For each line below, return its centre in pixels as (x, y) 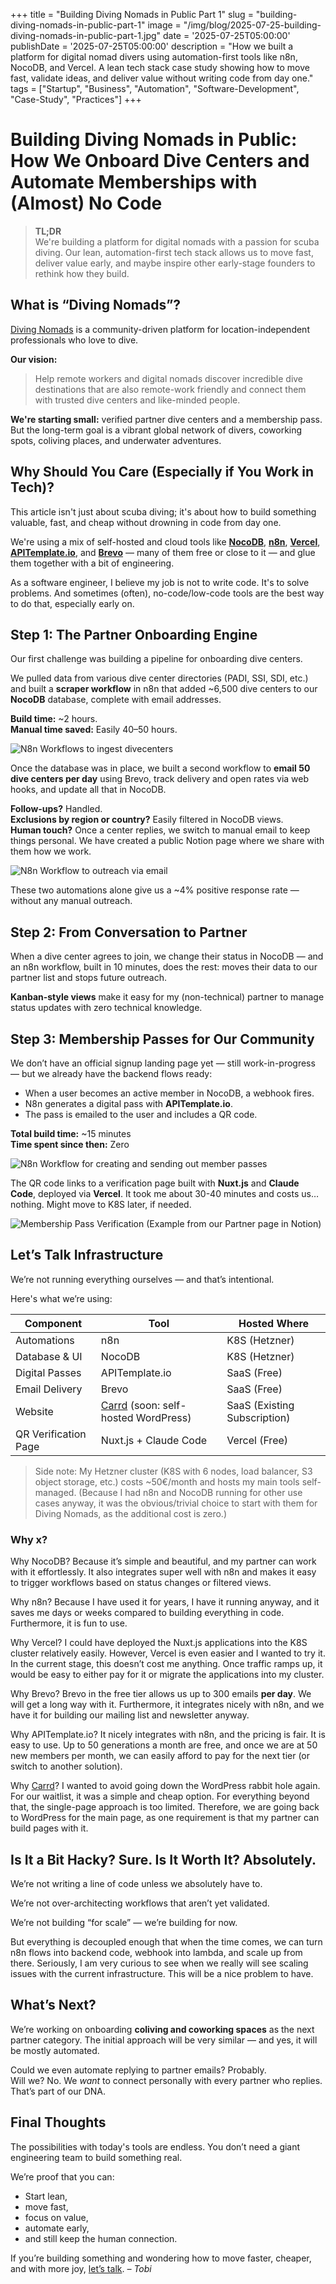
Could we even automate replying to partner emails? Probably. (138, 2070)
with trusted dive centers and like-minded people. (137, 400)
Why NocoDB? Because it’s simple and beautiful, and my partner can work (163, 1561)
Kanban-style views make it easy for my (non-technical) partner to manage (167, 997)
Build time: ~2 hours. (54, 719)
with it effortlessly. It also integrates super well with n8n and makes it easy (163, 1572)
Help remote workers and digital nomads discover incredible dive (169, 378)
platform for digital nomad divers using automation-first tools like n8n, (154, 57)
